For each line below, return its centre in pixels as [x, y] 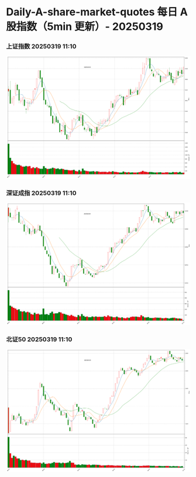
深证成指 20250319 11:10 [41, 193]
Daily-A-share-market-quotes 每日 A [97, 12]
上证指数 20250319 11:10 [41, 46]
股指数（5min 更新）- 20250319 [85, 27]
